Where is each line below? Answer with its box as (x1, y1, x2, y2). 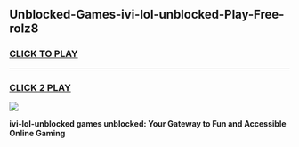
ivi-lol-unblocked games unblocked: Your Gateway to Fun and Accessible (9, 118, 287, 128)
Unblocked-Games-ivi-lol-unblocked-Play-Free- (9, 7, 285, 22)
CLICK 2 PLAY (9, 81, 71, 94)
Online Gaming (9, 127, 66, 138)
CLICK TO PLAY (9, 48, 78, 61)
